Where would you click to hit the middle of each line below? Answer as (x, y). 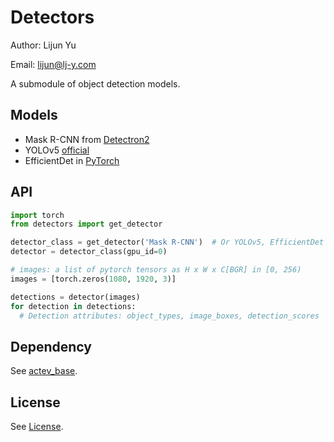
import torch (37, 215)
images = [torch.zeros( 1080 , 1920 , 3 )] (93, 279)
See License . (37, 427)
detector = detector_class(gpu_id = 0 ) (89, 252)
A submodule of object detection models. (95, 83)
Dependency (51, 346)
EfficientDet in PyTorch (72, 160)
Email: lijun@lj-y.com (53, 64)
